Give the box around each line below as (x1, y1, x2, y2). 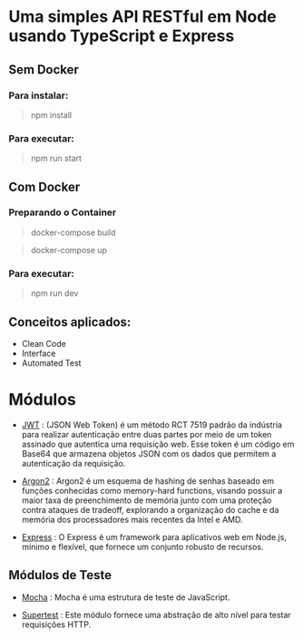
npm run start (30, 152, 83, 164)
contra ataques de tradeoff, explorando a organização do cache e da (21, 504, 279, 515)
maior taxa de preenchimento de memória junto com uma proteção (21, 495, 272, 506)
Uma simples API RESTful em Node (8, 6, 278, 27)
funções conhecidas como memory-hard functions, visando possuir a (21, 485, 283, 496)
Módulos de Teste (8, 567, 112, 583)
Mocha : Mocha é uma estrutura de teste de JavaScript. (21, 592, 230, 603)
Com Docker (8, 179, 81, 194)
